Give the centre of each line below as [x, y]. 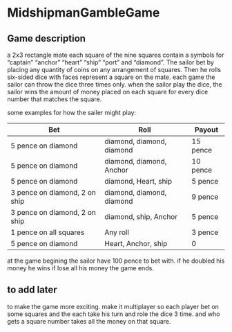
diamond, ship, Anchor [141, 217]
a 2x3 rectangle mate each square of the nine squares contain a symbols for [116, 55]
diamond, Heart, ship [138, 181]
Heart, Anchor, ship [136, 244]
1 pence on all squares [48, 232]
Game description [47, 38]
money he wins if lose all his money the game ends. [80, 268]
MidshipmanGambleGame [84, 13]
